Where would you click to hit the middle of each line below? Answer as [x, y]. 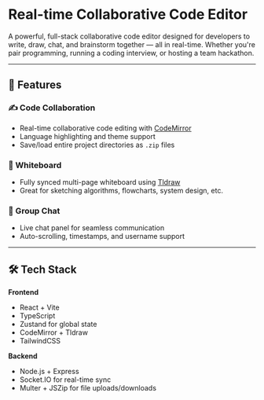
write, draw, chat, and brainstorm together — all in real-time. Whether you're [132, 44]
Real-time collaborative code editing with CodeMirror [105, 128]
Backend [23, 356]
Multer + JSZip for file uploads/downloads [88, 388]
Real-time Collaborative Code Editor [128, 15]
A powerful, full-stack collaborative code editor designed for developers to [129, 36]
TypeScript [37, 316]
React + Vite [40, 307]
